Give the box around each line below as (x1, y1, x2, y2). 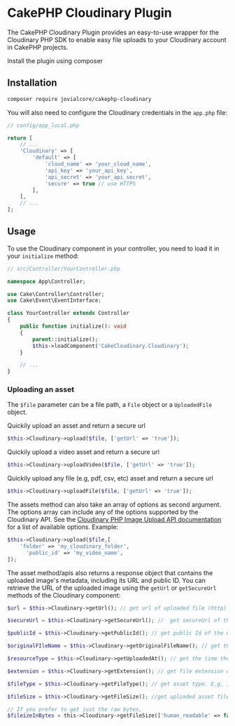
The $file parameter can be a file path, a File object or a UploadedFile (7, 401, 212, 409)
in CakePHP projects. (7, 43, 69, 51)
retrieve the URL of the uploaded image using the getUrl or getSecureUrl (7, 584, 217, 592)
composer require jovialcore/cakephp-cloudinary (7, 95, 152, 102)
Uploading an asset (7, 384, 75, 394)
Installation (7, 77, 57, 89)
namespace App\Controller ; (7, 278, 86, 285)
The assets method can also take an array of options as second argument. (7, 500, 222, 509)
